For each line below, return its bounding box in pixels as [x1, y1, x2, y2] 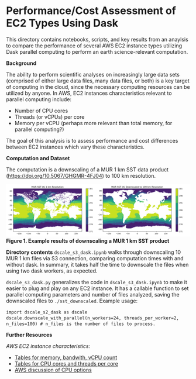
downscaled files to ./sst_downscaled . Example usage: [6, 297, 138, 304]
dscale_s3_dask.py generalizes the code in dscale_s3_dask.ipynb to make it [6, 278, 187, 285]
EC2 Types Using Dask [6, 16, 119, 30]
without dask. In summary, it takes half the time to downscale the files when [6, 261, 189, 268]
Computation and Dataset [6, 154, 70, 161]
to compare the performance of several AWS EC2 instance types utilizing [6, 42, 183, 49]
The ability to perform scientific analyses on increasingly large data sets [6, 71, 180, 78]
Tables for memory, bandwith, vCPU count [14, 354, 118, 361]
